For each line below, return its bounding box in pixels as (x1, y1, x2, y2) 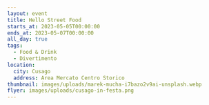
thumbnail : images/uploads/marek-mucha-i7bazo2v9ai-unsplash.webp (7, 81, 202, 88)
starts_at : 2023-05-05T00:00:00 (7, 23, 100, 30)
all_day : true (7, 36, 48, 43)
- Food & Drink (13, 49, 57, 56)
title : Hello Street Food (7, 17, 81, 23)
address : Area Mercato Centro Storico (13, 74, 126, 82)
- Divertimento (13, 55, 57, 62)
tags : (7, 42, 23, 49)
